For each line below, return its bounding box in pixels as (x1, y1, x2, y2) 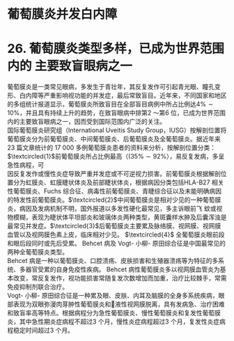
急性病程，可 (7, 161, 44, 169)
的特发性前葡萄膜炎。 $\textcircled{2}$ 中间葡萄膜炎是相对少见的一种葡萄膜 (7, 196, 221, 204)
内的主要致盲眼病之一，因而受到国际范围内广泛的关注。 (7, 118, 166, 126)
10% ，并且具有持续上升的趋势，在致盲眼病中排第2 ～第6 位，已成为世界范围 (7, 109, 226, 117)
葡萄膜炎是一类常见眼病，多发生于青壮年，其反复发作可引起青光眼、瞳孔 (7, 83, 214, 91)
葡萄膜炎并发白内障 (7, 6, 118, 22)
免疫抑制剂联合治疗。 (7, 283, 68, 291)
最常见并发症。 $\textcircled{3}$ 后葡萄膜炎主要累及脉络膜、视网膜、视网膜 (7, 222, 221, 230)
